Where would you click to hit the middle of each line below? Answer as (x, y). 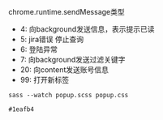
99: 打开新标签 (45, 80)
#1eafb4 (21, 109)
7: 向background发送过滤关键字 (73, 60)
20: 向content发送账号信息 (64, 70)
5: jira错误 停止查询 (51, 39)
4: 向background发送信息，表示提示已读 (87, 29)
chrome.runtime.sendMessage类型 (67, 12)
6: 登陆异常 (39, 49)
